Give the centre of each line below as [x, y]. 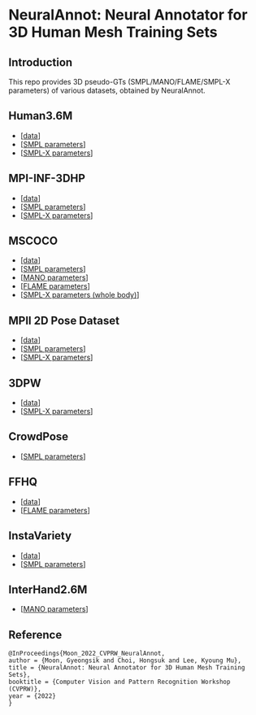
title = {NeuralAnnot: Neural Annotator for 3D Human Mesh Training [127, 668]
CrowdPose [39, 437]
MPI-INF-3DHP [47, 179]
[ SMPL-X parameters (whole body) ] [80, 295]
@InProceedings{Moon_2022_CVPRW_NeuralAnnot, [87, 654]
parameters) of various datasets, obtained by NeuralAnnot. [107, 90]
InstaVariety [40, 536]
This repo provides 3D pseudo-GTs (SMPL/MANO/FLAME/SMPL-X [119, 82]
